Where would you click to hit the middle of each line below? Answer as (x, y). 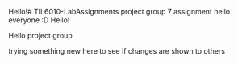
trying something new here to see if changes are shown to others (117, 51)
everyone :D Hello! (39, 20)
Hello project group (40, 36)
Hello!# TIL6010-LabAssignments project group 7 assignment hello (119, 12)
